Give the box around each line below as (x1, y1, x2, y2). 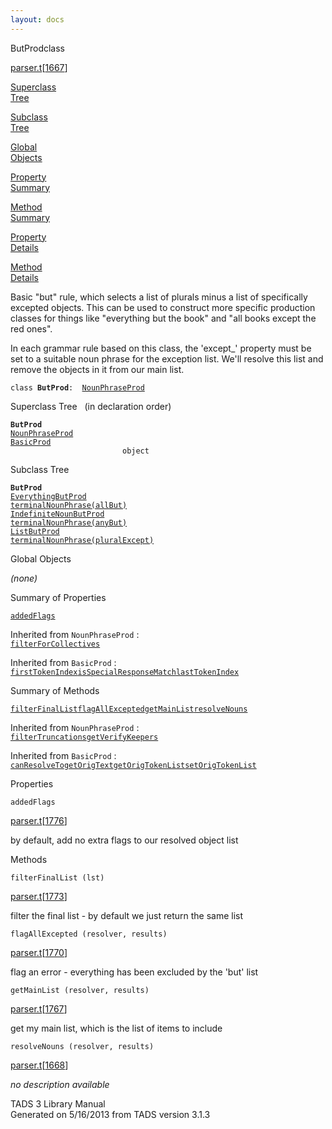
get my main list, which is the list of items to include (10, 1022, 223, 1034)
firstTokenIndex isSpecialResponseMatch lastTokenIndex (10, 667, 240, 677)
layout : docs (10, 14, 65, 25)
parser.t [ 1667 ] (10, 61, 68, 73)
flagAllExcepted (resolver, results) (10, 929, 168, 939)
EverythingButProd (10, 491, 87, 501)
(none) (10, 572, 38, 584)
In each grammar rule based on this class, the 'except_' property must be (10, 342, 312, 354)
